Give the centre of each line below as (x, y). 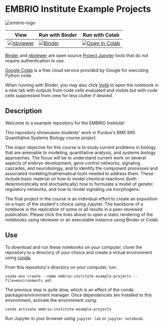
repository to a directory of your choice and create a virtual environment (79, 252)
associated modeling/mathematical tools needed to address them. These (79, 173)
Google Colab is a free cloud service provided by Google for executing (77, 70)
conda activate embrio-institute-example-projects (58, 309)
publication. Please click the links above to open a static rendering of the (79, 214)
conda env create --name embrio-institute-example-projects (68, 276)
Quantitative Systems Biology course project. (51, 138)
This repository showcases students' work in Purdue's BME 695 (70, 132)
